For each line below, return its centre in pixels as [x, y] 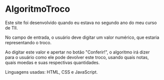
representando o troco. [28, 42]
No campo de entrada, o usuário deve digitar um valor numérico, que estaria [82, 37]
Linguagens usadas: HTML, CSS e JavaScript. [51, 72]
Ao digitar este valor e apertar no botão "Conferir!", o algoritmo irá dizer [78, 52]
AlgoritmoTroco [37, 9]
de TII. [12, 27]
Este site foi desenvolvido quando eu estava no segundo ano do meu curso [81, 23]
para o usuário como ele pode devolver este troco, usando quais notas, [77, 57]
